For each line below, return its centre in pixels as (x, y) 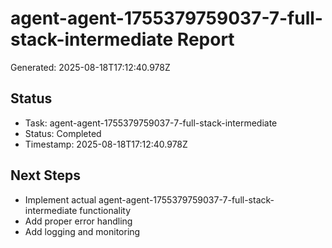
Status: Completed (63, 133)
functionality (105, 210)
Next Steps (45, 175)
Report (205, 39)
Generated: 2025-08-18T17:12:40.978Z (90, 67)
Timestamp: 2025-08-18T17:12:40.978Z (106, 144)
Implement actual (60, 199)
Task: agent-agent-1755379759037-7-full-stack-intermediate (151, 123)
